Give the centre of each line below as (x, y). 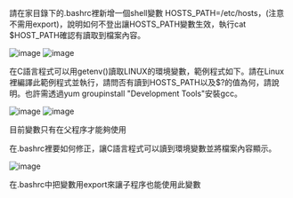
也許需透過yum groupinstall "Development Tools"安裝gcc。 (133, 93)
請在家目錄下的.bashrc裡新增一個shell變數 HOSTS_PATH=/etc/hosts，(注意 (147, 13)
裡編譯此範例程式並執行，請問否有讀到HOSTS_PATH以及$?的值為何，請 (140, 82)
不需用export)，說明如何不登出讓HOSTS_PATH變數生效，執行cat (128, 24)
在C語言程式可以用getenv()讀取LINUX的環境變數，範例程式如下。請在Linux (147, 71)
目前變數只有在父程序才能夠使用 (68, 130)
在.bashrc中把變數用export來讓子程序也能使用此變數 (105, 184)
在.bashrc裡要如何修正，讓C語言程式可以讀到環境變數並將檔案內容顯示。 (143, 148)
